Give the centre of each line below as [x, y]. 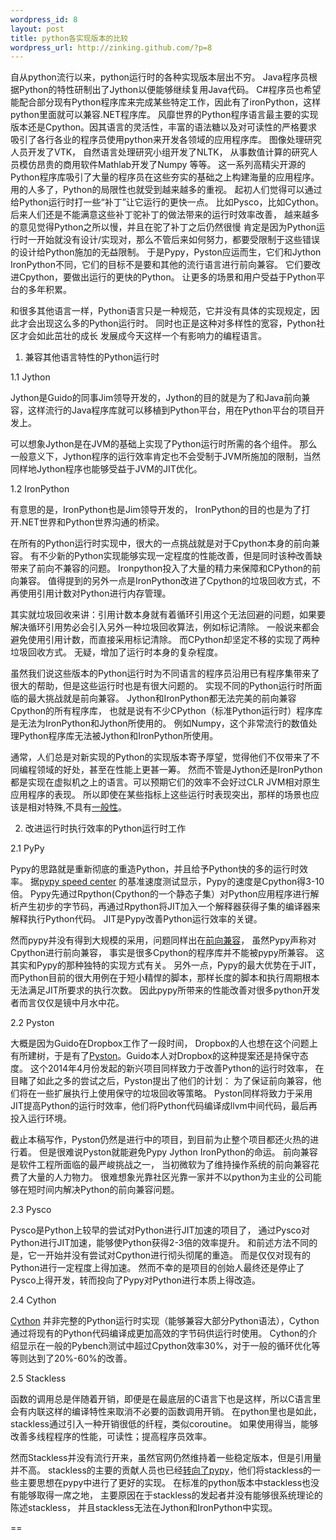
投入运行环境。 [41, 1118]
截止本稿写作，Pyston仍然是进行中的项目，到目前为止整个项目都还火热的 [160, 1140]
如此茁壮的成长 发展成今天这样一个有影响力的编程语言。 [151, 336]
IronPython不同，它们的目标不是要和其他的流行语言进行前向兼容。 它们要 [161, 265]
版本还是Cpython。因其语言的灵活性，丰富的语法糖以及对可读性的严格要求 [164, 127]
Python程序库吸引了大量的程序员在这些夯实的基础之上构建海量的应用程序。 [165, 177]
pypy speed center [77, 882]
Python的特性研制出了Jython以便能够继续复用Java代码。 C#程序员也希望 [170, 90]
